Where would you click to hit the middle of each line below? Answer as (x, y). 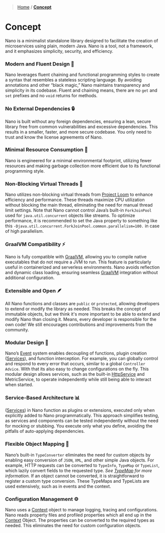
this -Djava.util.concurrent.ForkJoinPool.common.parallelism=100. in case (82, 226)
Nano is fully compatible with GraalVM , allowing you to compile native (76, 257)
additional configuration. (30, 278)
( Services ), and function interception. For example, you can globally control (82, 358)
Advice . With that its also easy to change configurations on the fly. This (77, 369)
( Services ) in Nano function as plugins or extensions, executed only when (80, 410)
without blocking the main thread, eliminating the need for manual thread (79, 205)
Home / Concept (34, 7)
